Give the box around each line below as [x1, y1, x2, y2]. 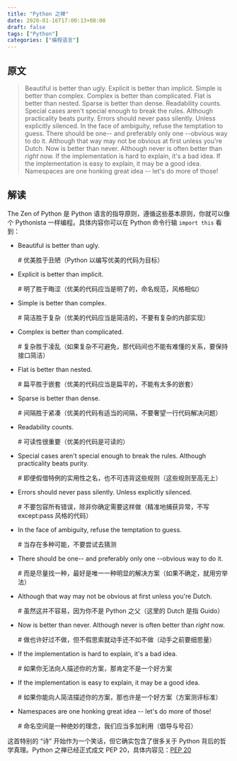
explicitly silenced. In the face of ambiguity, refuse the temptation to [24, 121, 224, 130]
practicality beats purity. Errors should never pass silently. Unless [24, 114, 216, 123]
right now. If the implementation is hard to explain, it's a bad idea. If [24, 152, 221, 160]
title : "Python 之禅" [7, 10, 69, 18]
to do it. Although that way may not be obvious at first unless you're [24, 136, 223, 145]
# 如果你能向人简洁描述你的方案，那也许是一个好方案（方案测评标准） [17, 692, 222, 701]
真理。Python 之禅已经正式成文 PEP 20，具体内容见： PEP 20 [13, 745, 192, 754]
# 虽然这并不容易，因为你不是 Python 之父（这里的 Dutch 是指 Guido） [17, 607, 224, 615]
